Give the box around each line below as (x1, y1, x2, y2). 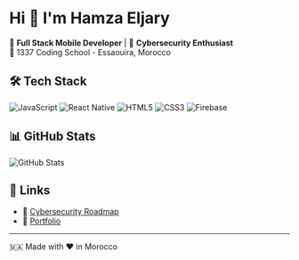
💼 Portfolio (21, 215, 61, 226)
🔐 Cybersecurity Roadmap (21, 207, 119, 217)
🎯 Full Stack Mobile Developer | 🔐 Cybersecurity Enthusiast (9, 37, 234, 48)
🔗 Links (9, 183, 51, 198)
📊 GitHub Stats (9, 129, 96, 144)
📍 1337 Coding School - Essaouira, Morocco (9, 46, 172, 57)
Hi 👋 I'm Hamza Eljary (9, 8, 171, 28)
